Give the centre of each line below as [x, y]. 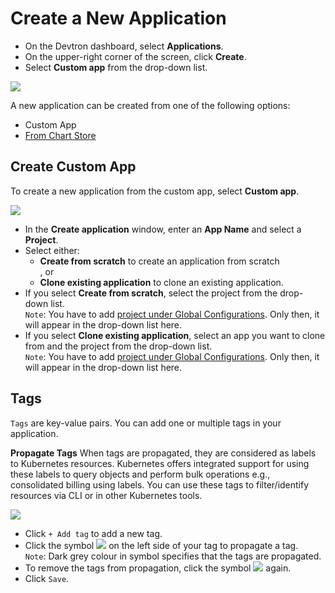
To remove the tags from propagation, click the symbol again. [158, 568]
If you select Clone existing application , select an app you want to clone [175, 335]
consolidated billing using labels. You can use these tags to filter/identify [160, 484]
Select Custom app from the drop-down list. [116, 67]
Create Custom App [73, 167]
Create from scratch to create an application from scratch [159, 261]
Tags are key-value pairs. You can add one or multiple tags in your [146, 423]
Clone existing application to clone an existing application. [161, 282]
